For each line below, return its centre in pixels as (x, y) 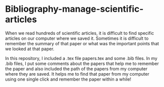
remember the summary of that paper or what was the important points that (82, 43)
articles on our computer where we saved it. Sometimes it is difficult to (77, 38)
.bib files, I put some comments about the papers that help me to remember (82, 63)
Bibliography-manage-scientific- (74, 9)
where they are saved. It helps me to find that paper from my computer (77, 74)
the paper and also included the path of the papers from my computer (76, 69)
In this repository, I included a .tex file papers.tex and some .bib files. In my (81, 58)
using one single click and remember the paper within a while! (68, 79)
